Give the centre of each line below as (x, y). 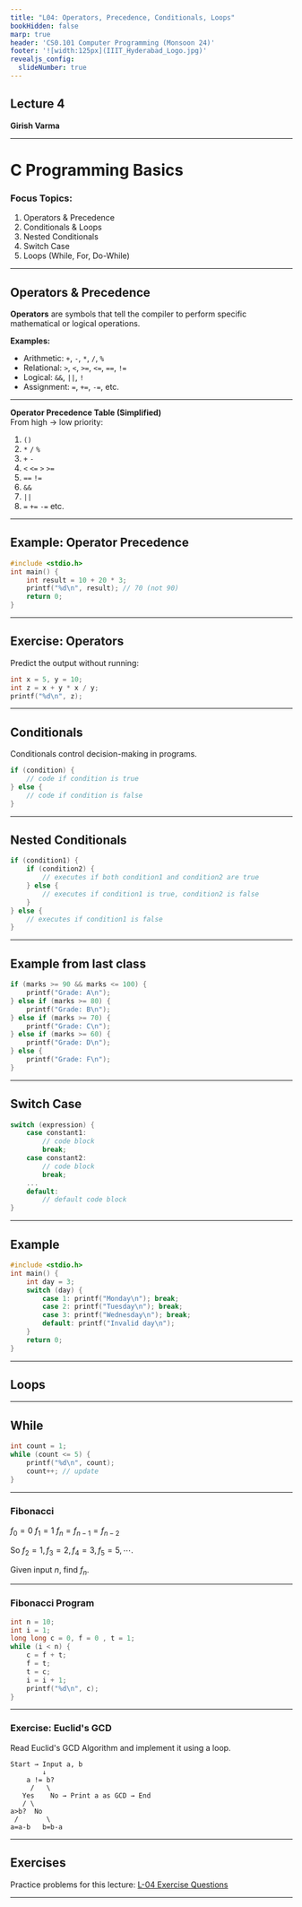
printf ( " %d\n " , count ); (71, 1463)
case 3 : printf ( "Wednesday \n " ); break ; (117, 1315)
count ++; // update (63, 1471)
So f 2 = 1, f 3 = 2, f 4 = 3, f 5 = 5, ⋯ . (72, 1551)
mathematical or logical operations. (75, 323)
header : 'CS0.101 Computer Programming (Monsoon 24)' (113, 43)
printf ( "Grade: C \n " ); (69, 1026)
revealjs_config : (43, 59)
